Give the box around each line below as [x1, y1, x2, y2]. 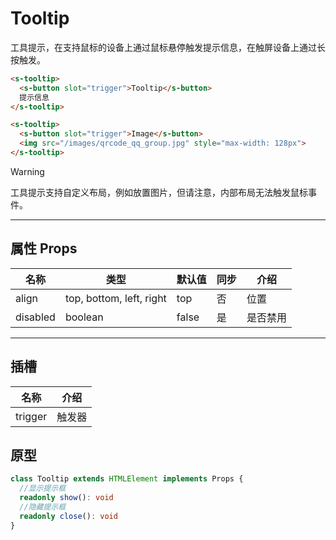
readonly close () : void [19, 511, 118, 521]
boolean [64, 310, 104, 324]
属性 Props [10, 240, 78, 257]
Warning [10, 165, 45, 177]
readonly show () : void [19, 493, 114, 503]
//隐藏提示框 [19, 502, 67, 512]
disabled [15, 310, 56, 324]
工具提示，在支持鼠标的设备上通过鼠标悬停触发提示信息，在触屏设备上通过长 [10, 41, 326, 53]
